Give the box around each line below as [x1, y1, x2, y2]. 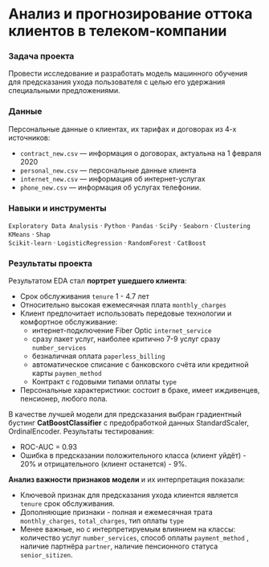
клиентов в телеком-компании [8, 22, 227, 40]
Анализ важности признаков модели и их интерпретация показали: [8, 475, 246, 484]
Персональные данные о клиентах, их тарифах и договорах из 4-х [8, 124, 237, 133]
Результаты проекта [8, 258, 93, 269]
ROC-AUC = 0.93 [19, 443, 78, 452]
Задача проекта [8, 51, 75, 62]
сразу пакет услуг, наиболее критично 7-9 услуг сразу [31, 334, 221, 344]
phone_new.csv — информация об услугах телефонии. [19, 182, 202, 192]
